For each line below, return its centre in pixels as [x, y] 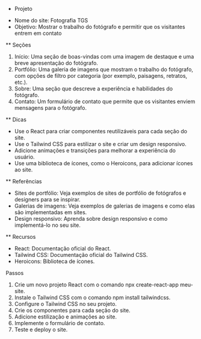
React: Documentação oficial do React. [63, 249]
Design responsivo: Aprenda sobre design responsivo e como [91, 219]
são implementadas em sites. [51, 212]
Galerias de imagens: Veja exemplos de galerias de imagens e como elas [104, 206]
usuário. [24, 157]
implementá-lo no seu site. [47, 225]
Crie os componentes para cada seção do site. [72, 310]
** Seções [18, 45]
